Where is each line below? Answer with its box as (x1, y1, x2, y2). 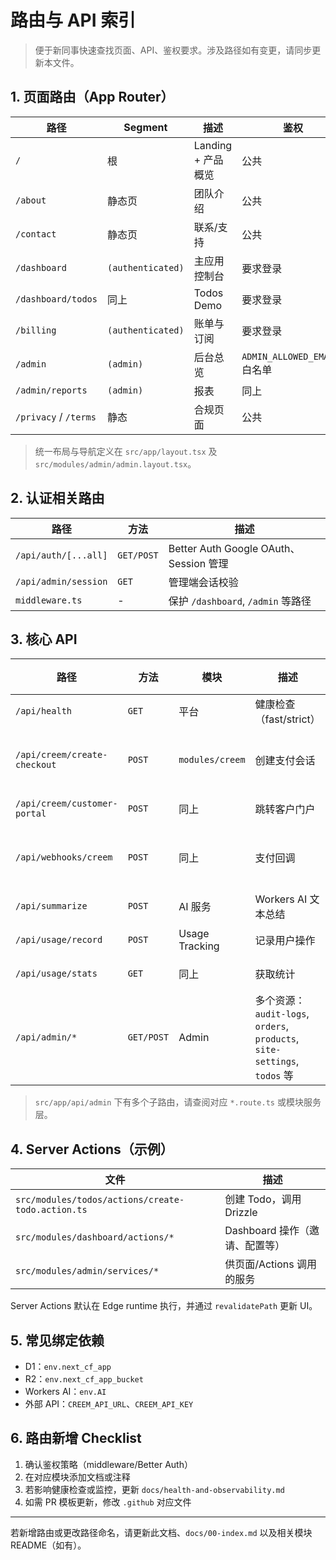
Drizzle (224, 1206, 258, 1220)
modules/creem (178, 754, 246, 766)
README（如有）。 (10, 1539, 87, 1551)
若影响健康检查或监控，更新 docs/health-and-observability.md (24, 1483, 285, 1495)
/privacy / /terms (15, 409, 97, 423)
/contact (15, 228, 57, 240)
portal (15, 808, 47, 820)
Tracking (178, 939, 220, 953)
